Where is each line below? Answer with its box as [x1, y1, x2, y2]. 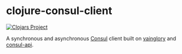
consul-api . [6, 41, 34, 48]
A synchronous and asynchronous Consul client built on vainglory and [6, 35, 177, 42]
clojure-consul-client [6, 4, 112, 18]
